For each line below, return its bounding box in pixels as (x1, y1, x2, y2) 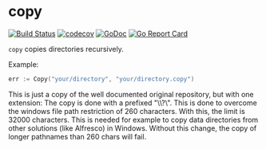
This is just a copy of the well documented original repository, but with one (8, 89, 254, 99)
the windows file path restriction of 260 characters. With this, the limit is (8, 106, 245, 116)
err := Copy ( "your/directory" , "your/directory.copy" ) (8, 75, 195, 83)
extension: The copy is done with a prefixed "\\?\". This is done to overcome (8, 98, 257, 108)
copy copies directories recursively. (8, 44, 124, 53)
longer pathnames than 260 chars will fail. (8, 131, 147, 141)
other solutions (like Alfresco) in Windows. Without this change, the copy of (8, 123, 257, 133)
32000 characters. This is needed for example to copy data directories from (8, 115, 259, 124)
